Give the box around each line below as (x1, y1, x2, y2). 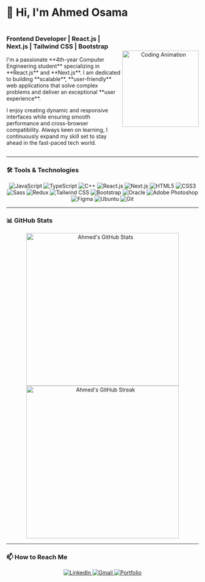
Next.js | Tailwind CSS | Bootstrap (6, 42, 109, 51)
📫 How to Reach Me (6, 553, 68, 561)
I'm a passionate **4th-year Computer (6, 56, 105, 64)
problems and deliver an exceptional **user (6, 89, 116, 96)
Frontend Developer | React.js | (6, 34, 101, 43)
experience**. (6, 95, 41, 103)
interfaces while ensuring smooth (6, 113, 90, 121)
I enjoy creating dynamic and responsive (6, 107, 109, 114)
